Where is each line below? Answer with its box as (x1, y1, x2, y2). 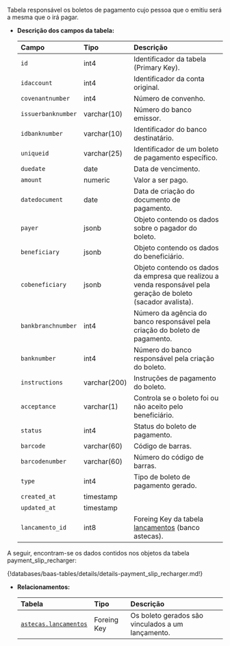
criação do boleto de (133, 325, 201, 335)
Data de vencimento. (133, 164, 201, 174)
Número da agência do (133, 308, 207, 318)
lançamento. (130, 628, 170, 637)
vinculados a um (130, 619, 183, 629)
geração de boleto (133, 288, 193, 298)
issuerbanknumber (20, 110, 77, 117)
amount (20, 176, 42, 184)
